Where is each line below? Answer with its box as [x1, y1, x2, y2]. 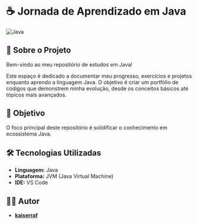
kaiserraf [14, 212, 38, 219]
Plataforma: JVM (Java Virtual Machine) [14, 173, 114, 180]
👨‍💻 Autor [6, 196, 40, 206]
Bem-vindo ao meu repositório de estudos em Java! [6, 61, 133, 68]
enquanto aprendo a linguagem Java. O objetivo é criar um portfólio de [6, 78, 179, 85]
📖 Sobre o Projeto [6, 45, 72, 55]
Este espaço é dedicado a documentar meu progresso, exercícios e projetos [6, 72, 192, 80]
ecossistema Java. [6, 130, 52, 137]
